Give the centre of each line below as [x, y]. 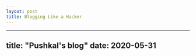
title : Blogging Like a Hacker [44, 17]
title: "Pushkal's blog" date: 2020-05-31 [81, 45]
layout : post [22, 11]
